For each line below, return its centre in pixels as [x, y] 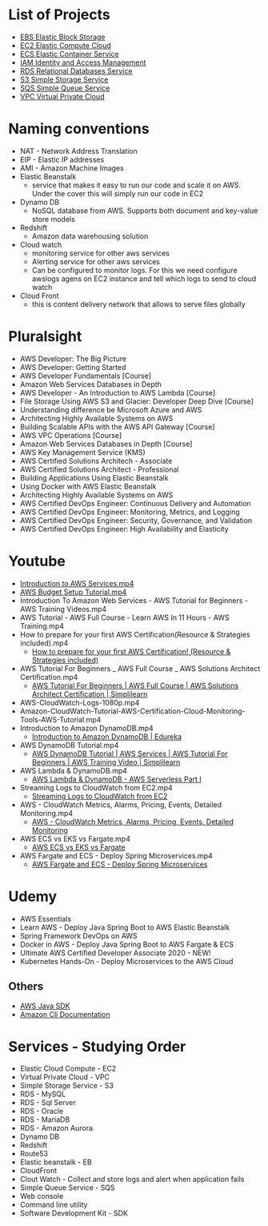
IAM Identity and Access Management [83, 62]
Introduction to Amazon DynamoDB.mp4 [86, 728]
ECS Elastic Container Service [69, 54]
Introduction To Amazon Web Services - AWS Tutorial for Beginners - [134, 600]
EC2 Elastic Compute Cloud [66, 45]
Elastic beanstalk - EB [56, 1162]
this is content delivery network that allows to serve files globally [138, 304]
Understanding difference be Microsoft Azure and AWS [111, 409]
